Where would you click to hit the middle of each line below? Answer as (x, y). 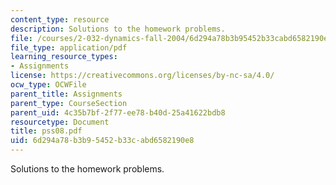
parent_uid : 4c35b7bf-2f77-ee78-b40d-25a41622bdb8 (118, 112)
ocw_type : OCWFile (48, 85)
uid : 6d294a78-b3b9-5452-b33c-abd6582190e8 (102, 141)
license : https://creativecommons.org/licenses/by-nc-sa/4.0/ (142, 76)
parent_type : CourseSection (69, 103)
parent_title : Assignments (66, 94)
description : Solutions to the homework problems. (118, 29)
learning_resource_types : (64, 57)
